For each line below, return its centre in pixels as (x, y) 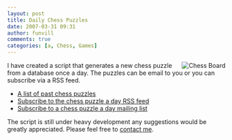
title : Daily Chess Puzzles (48, 20)
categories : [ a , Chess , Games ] (52, 46)
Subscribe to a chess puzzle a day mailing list (82, 108)
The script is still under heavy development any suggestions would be (107, 122)
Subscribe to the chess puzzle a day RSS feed (83, 101)
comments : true (29, 40)
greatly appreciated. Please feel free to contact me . (81, 129)
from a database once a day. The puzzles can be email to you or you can (111, 73)
